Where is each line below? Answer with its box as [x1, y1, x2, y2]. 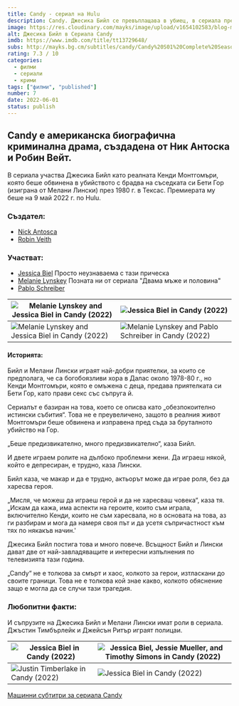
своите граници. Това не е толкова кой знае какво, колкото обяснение [7, 576, 223, 585]
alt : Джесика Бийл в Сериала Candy [7, 30, 113, 38]
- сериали [14, 70, 43, 77]
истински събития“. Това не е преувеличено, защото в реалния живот [7, 410, 221, 419]
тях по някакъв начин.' [7, 526, 77, 535]
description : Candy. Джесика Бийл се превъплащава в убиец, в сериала [7, 17, 221, 24]
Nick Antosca [17, 227, 58, 236]
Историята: [7, 351, 43, 359]
